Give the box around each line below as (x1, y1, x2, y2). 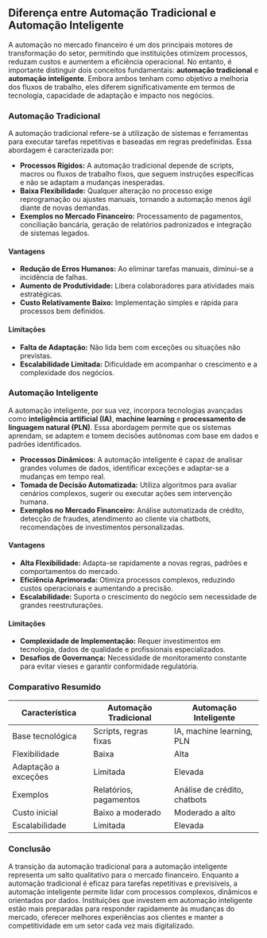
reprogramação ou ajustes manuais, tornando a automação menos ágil (19, 195, 252, 204)
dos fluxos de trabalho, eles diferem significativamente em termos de (8, 82, 236, 91)
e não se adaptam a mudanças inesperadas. (19, 178, 165, 188)
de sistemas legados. (19, 228, 90, 238)
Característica (21, 707, 77, 718)
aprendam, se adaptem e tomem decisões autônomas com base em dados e (8, 431, 259, 440)
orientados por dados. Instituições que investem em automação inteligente (8, 895, 253, 905)
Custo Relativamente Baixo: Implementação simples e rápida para (19, 298, 238, 308)
